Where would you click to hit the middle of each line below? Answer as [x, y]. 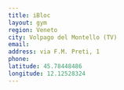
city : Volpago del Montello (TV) [63, 37]
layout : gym [27, 23]
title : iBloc [29, 15]
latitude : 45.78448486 [45, 67]
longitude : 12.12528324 [47, 74]
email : [19, 45]
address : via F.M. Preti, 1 [54, 52]
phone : [19, 59]
